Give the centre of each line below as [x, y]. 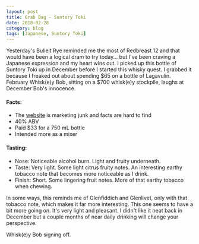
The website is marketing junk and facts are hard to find [83, 115]
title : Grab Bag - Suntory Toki [46, 17]
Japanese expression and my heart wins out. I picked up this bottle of [91, 64]
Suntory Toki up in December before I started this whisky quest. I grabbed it [99, 69]
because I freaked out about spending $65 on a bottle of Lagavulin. [89, 76]
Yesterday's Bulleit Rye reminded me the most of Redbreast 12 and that [93, 50]
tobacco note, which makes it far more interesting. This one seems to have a [100, 204]
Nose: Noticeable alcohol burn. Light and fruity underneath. [88, 161]
